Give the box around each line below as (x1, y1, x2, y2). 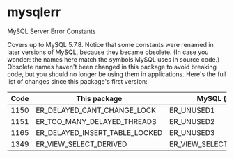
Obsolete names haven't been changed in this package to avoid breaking (7, 62, 217, 71)
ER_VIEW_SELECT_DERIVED (36, 139, 127, 149)
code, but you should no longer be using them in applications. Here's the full (7, 70, 226, 78)
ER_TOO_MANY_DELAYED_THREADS (36, 116, 157, 126)
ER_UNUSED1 (169, 105, 215, 115)
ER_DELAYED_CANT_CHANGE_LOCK (36, 105, 157, 115)
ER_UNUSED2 (169, 116, 215, 126)
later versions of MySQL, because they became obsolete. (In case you (7, 48, 209, 56)
